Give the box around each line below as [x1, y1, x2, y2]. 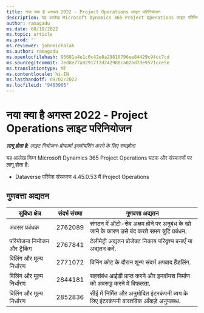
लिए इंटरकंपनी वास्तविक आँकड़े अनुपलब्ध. [90, 297, 181, 305]
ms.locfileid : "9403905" [6, 82, 69, 89]
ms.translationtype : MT [6, 65, 67, 72]
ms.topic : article [6, 32, 53, 38]
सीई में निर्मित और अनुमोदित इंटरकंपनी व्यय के [90, 289, 188, 297]
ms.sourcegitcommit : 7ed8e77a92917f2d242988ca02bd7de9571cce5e [6, 59, 170, 66]
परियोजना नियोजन [9, 237, 50, 245]
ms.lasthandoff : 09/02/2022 [6, 76, 78, 82]
